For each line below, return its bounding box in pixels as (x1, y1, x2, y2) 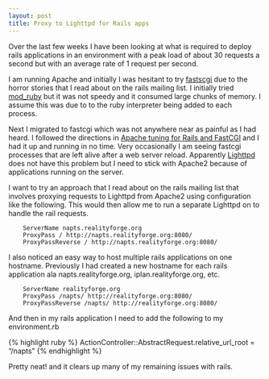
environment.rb (8, 322, 60, 331)
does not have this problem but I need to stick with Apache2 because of (8, 158, 247, 168)
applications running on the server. (8, 167, 124, 177)
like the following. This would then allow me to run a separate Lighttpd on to (8, 199, 260, 210)
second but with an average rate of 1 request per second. (8, 58, 199, 69)
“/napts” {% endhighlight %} (8, 346, 102, 356)
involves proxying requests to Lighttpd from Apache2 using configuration (8, 191, 251, 201)
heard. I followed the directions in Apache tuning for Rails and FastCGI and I (8, 132, 259, 142)
